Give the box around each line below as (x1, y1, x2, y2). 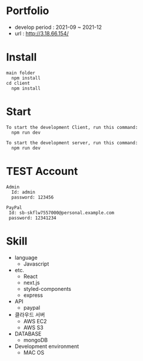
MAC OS (23, 349, 45, 356)
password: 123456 (11, 194, 54, 200)
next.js (23, 279, 40, 286)
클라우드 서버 (14, 311, 45, 318)
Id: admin (11, 189, 35, 195)
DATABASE (14, 330, 42, 337)
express (23, 292, 43, 299)
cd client (6, 80, 31, 86)
